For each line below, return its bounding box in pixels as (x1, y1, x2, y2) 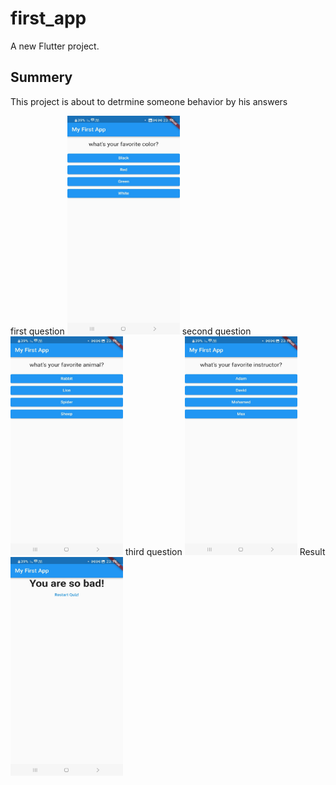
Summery (10, 69, 73, 86)
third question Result (124, 545, 326, 557)
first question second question (10, 325, 252, 337)
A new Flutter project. (10, 40, 100, 52)
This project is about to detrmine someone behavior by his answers (10, 95, 288, 107)
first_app (10, 7, 87, 30)
